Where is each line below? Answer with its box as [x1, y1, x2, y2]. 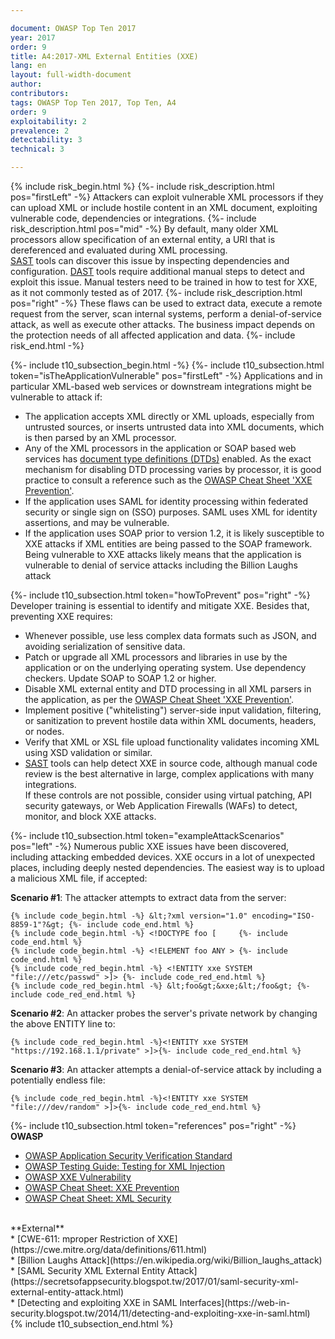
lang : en [10, 61, 47, 71]
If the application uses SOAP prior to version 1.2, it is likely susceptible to [24, 527, 325, 539]
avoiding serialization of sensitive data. [24, 641, 186, 652]
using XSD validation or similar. [24, 747, 153, 758]
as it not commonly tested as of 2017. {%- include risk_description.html [10, 287, 303, 298]
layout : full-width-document [10, 70, 132, 80]
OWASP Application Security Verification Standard [24, 1150, 233, 1161]
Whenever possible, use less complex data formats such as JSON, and [24, 630, 317, 641]
